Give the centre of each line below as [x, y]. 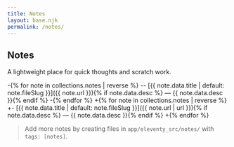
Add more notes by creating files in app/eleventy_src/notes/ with [119, 129]
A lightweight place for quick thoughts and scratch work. [90, 72]
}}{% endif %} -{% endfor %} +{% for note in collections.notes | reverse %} [117, 100]
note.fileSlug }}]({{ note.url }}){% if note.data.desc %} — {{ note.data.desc [115, 93]
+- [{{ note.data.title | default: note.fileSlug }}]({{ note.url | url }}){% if [108, 108]
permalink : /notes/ [36, 27]
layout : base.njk [33, 20]
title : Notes [26, 14]
